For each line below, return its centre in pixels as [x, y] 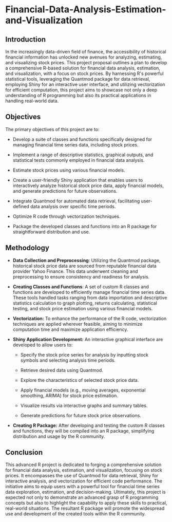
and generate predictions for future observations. [65, 191]
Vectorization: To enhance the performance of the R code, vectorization [90, 318]
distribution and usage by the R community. [59, 436]
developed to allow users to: [43, 345]
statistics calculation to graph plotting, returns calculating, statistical [85, 303]
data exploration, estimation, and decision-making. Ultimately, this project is [85, 492]
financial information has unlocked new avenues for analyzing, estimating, [84, 57]
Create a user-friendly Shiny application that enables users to [78, 180]
